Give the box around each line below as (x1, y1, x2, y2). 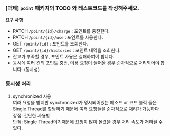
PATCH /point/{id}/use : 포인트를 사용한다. (12, 34, 103, 40)
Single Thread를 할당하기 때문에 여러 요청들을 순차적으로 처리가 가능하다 (12, 106, 159, 112)
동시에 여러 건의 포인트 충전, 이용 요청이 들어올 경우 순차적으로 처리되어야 (12, 60, 160, 66)
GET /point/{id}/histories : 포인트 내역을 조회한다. (12, 47, 121, 53)
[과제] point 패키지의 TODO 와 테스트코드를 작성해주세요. (5, 4, 140, 11)
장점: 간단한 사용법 (12, 112, 50, 118)
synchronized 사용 (12, 93, 51, 99)
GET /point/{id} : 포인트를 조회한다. (12, 41, 88, 47)
